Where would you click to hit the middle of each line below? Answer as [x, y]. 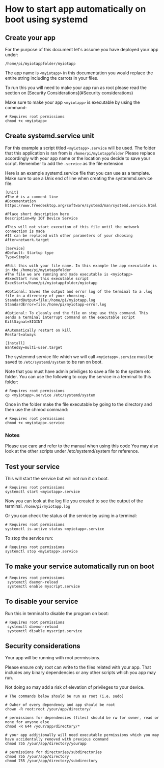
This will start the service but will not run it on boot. [57, 478]
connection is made [25, 231]
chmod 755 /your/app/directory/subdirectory [51, 761]
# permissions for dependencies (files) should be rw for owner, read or [82, 718]
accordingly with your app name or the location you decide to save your [78, 158]
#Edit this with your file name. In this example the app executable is [81, 266]
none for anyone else [27, 722]
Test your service [32, 467]
